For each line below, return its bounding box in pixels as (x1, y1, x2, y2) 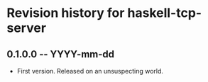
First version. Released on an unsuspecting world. (16, 67, 164, 75)
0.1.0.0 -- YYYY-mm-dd (6, 48, 115, 60)
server (6, 20, 47, 36)
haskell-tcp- (127, 5, 202, 21)
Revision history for (6, 5, 125, 21)
